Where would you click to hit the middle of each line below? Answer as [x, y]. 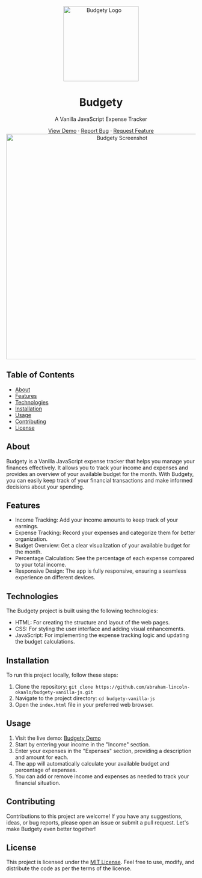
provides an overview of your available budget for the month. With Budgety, [100, 474]
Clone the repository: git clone [54, 687]
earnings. [27, 526]
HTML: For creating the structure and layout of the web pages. [92, 623]
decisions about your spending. [45, 487]
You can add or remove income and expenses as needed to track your [102, 776]
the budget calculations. [45, 642]
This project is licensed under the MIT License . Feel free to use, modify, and [100, 862]
